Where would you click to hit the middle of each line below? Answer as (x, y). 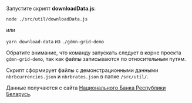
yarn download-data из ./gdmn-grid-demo (55, 41)
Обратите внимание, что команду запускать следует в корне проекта (94, 53)
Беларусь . (19, 94)
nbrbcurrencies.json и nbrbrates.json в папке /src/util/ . (77, 76)
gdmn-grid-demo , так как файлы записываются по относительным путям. (96, 59)
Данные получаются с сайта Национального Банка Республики (86, 88)
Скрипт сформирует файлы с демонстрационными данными (82, 70)
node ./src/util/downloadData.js (47, 19)
